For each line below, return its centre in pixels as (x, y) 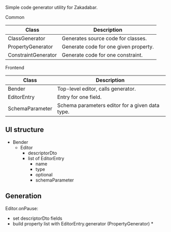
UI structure (25, 130)
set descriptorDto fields (37, 218)
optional (44, 174)
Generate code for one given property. (108, 47)
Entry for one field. (79, 97)
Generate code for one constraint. (102, 55)
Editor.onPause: (22, 208)
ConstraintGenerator (32, 55)
